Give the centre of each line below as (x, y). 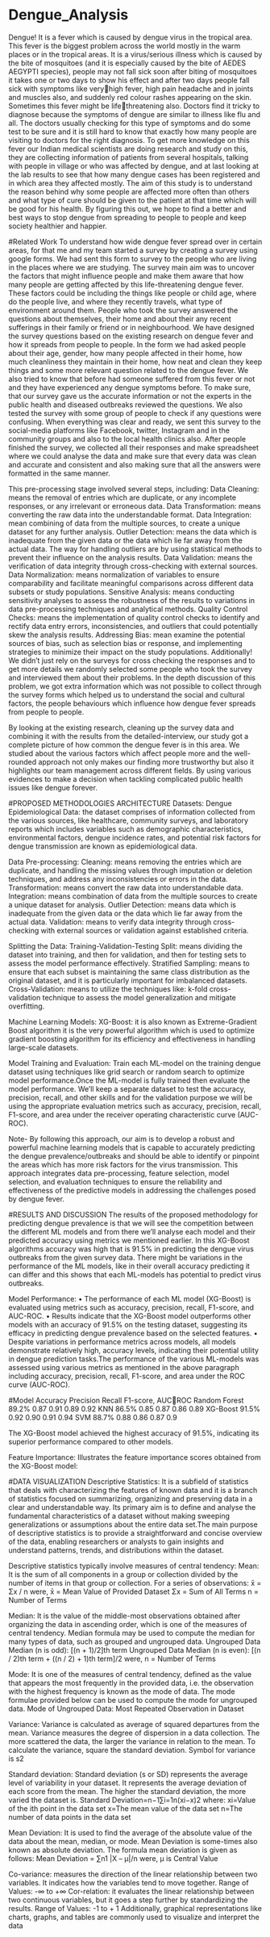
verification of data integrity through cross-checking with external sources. (133, 566)
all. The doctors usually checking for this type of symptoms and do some (130, 123)
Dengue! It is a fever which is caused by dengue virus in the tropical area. (130, 37)
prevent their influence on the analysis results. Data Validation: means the (131, 557)
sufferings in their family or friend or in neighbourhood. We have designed (131, 327)
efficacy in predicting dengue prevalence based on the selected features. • (133, 1333)
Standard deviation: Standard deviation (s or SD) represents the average (128, 1774)
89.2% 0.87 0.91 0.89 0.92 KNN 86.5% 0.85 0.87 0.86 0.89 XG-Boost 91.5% (134, 1409)
